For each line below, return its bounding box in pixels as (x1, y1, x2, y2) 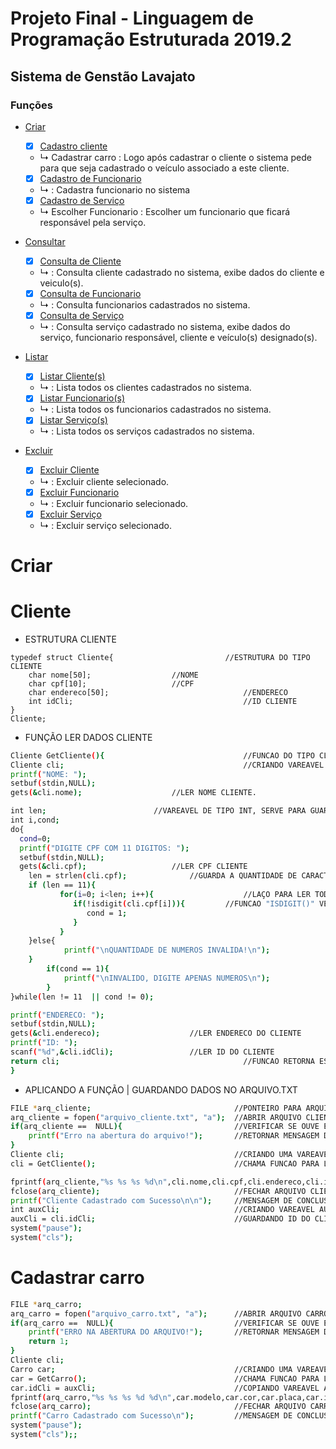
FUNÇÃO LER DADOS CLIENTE (24, 731, 153, 743)
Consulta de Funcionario (39, 288, 142, 300)
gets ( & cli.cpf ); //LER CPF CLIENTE (19, 862, 248, 872)
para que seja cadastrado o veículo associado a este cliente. (39, 162, 290, 174)
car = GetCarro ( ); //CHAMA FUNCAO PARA (10, 1373, 320, 1384)
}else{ (28, 936, 56, 946)
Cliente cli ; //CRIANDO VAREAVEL (10, 760, 325, 770)
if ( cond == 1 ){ (46, 964, 110, 974)
